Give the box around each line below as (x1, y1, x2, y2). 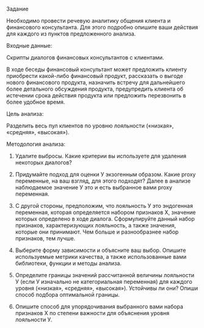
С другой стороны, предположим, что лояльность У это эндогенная (15, 202, 194, 209)
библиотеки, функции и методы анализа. (15, 260, 122, 267)
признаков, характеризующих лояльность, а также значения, (15, 222, 177, 229)
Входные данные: (6, 42, 53, 49)
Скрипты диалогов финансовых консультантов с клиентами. (6, 54, 164, 61)
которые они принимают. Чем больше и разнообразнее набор (15, 228, 179, 235)
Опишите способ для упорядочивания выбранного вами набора (15, 303, 183, 310)
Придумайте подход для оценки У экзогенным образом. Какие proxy (15, 171, 196, 178)
